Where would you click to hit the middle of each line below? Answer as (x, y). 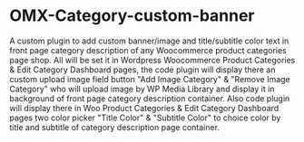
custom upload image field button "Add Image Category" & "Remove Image (150, 79)
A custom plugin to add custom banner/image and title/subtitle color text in (149, 41)
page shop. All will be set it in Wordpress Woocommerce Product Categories (152, 60)
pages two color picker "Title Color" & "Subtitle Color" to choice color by (145, 118)
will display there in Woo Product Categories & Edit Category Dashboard (144, 108)
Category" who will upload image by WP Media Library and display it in (142, 89)
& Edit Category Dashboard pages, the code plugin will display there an (142, 70)
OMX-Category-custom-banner (132, 16)
